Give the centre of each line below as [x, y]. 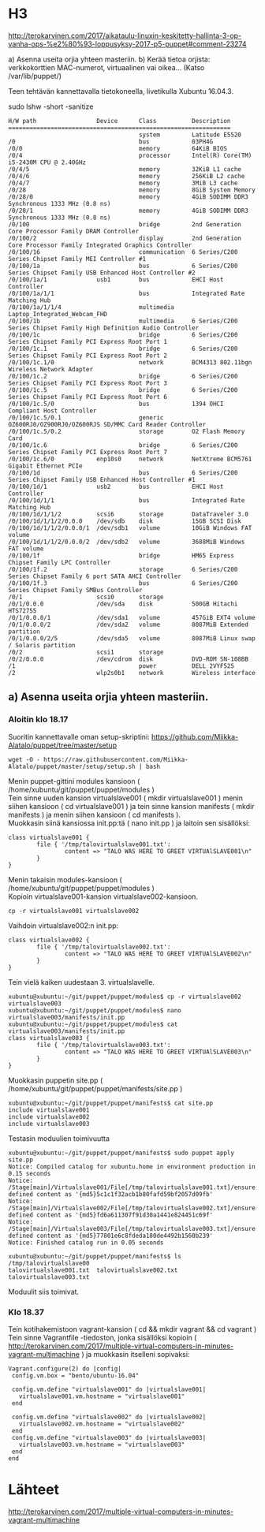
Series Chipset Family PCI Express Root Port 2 [88, 356]
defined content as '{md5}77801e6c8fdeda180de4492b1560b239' [111, 1236]
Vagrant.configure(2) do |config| [65, 1369]
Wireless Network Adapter [50, 369]
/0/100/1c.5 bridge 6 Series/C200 [123, 390]
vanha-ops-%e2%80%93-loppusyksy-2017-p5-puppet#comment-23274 [127, 43]
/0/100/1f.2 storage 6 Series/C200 [123, 569]
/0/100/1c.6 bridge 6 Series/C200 [123, 445]
